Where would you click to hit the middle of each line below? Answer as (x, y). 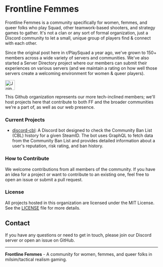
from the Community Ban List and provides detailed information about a (83, 141)
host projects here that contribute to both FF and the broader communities (79, 102)
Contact (17, 223)
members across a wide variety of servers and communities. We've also (77, 57)
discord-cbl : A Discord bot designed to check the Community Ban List (82, 131)
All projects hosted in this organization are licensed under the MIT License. (80, 203)
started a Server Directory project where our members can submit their (76, 63)
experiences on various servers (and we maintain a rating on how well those (81, 68)
